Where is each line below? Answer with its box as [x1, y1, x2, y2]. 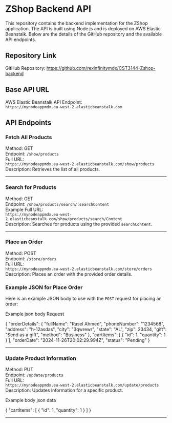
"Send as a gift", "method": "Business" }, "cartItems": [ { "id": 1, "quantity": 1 [5, 332, 166, 338]
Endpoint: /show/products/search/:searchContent [5, 201, 110, 207]
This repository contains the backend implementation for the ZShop [5, 20, 148, 26]
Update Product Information [5, 355, 77, 362]
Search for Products [5, 184, 56, 191]
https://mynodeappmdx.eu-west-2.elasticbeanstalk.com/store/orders [5, 266, 153, 272]
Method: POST [5, 250, 37, 256]
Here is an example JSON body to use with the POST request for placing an [5, 296, 162, 302]
